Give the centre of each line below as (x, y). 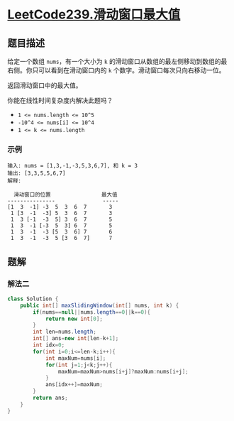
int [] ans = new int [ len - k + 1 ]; (76, 339)
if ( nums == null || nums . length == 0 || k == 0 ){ (92, 312)
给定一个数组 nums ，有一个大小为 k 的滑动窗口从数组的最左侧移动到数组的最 (117, 61)
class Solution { (33, 299)
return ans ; (51, 398)
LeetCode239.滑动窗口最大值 (94, 15)
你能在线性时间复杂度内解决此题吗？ (60, 100)
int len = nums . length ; (65, 332)
